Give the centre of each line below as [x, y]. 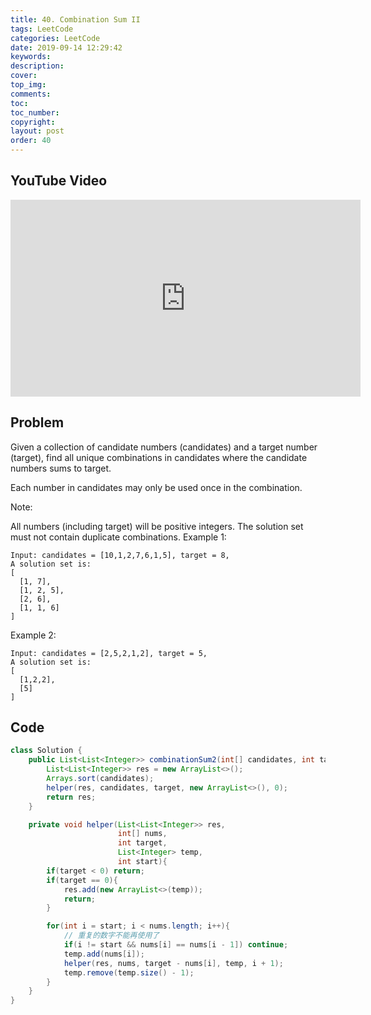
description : [37, 66]
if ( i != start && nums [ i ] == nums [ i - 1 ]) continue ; [176, 945]
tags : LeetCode [42, 29]
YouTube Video [59, 181]
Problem [37, 422]
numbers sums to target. [61, 468]
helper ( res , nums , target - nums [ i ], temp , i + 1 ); [173, 963]
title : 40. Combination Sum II [75, 19]
